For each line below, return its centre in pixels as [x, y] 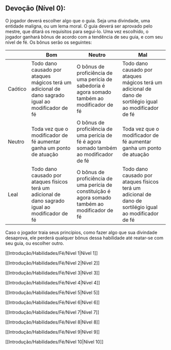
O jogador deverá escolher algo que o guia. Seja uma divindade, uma [78, 20]
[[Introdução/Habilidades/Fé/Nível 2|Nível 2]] [53, 263]
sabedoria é [91, 85]
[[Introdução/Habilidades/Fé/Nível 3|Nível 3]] [53, 273]
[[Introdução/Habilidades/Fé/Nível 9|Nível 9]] [53, 332]
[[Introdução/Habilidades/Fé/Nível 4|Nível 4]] [53, 282]
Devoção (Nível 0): [36, 8]
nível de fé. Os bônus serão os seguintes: [49, 42]
